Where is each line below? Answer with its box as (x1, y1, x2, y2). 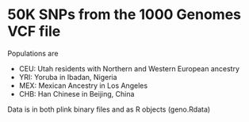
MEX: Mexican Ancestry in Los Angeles (18, 81, 148, 90)
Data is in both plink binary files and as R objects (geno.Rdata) (7, 105, 211, 114)
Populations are (7, 48, 59, 58)
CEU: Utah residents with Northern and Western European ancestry (18, 63, 239, 73)
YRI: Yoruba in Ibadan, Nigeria (18, 72, 117, 82)
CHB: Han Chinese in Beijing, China (18, 89, 135, 98)
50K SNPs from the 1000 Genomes (7, 6, 242, 24)
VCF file (7, 22, 61, 40)
